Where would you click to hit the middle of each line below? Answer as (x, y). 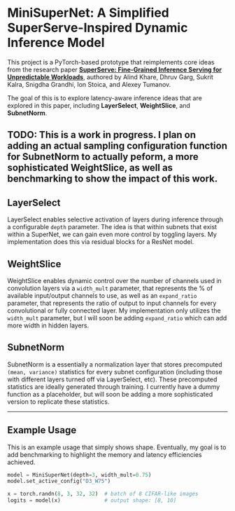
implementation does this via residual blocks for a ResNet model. (101, 242)
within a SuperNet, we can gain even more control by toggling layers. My (112, 234)
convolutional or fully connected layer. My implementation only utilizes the (114, 311)
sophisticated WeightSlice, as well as (90, 168)
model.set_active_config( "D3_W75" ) (59, 482)
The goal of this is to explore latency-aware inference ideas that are (105, 98)
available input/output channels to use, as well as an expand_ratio (102, 295)
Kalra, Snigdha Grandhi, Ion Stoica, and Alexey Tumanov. (89, 84)
